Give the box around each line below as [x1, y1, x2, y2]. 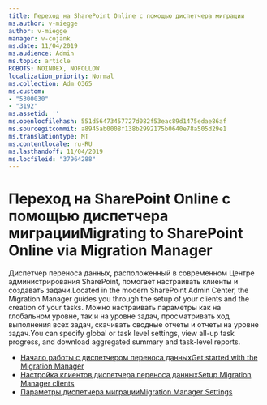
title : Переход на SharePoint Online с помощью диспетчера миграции [8, 11, 245, 20]
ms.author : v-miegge [8, 19, 79, 28]
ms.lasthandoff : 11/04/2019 [8, 147, 104, 156]
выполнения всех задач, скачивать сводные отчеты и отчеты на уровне [8, 320, 260, 330]
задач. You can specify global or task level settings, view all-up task [8, 329, 235, 339]
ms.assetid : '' [8, 110, 60, 118]
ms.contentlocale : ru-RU [8, 139, 93, 148]
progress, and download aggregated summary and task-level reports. [8, 337, 241, 347]
